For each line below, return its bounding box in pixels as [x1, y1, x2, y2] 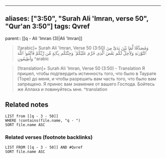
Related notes [5, 101, 48, 109]
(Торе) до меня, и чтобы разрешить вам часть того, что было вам [17, 76, 157, 81]
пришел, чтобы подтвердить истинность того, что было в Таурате [17, 70, 157, 77]
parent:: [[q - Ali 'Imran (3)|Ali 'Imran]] [5, 35, 83, 41]
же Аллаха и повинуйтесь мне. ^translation [17, 86, 108, 92]
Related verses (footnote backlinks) [5, 134, 93, 141]
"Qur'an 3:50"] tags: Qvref [5, 22, 90, 31]
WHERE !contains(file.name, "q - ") [5, 118, 81, 123]
